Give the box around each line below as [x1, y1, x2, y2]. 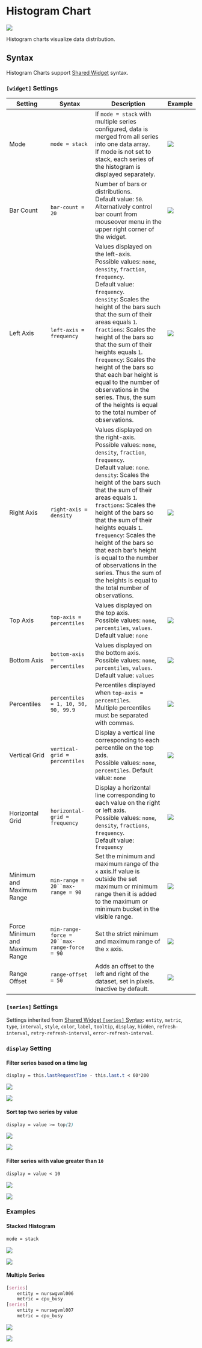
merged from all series [95, 133, 159, 141]
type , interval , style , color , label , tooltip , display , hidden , [6, 1023, 156, 1030]
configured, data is [95, 125, 148, 133]
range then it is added [95, 890, 157, 898]
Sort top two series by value [6, 1108, 78, 1115]
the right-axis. [95, 433, 136, 441]
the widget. [95, 233, 127, 241]
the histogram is [95, 163, 141, 171]
